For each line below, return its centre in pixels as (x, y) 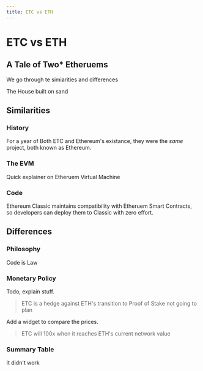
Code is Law (22, 262)
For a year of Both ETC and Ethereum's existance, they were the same (95, 141)
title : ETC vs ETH (30, 12)
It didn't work (23, 363)
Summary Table (30, 349)
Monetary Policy (31, 278)
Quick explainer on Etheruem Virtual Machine (63, 177)
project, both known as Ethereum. (49, 148)
